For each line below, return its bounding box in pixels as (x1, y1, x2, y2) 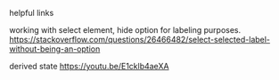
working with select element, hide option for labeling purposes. (9, 25, 242, 35)
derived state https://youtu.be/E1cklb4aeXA (9, 61, 169, 71)
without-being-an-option (9, 44, 101, 54)
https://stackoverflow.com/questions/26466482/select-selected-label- (9, 35, 270, 44)
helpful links (9, 8, 54, 18)
